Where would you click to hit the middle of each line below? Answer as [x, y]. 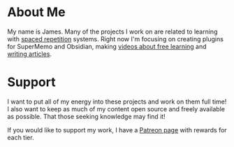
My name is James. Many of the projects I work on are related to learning [112, 31]
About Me [36, 12]
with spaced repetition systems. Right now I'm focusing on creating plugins [115, 38]
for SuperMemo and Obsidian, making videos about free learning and [107, 46]
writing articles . [30, 54]
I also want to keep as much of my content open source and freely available [116, 108]
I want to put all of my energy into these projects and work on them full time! [117, 101]
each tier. [21, 137]
